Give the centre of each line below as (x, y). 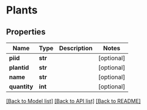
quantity (21, 87)
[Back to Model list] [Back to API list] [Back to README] (73, 101)
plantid (19, 68)
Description (76, 48)
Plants (22, 10)
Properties (26, 32)
